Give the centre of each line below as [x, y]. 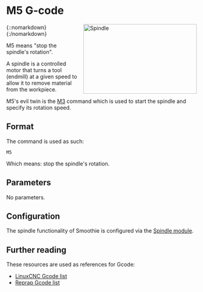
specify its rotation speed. [39, 107]
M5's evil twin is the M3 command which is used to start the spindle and [96, 101]
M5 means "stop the [32, 45]
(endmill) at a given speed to [42, 76]
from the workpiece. [31, 89]
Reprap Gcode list [37, 283]
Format [20, 127]
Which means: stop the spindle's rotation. [58, 164]
